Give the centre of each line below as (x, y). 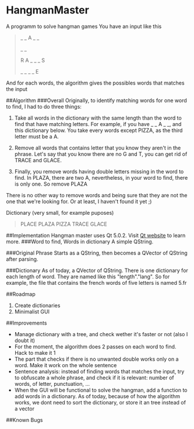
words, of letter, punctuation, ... (52, 383)
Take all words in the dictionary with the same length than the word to (98, 118)
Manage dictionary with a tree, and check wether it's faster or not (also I (101, 334)
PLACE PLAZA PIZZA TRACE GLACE (64, 224)
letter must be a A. (37, 136)
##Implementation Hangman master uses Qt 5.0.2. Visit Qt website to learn (96, 235)
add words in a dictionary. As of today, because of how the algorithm (97, 396)
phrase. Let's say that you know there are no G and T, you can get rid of (101, 154)
